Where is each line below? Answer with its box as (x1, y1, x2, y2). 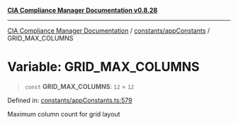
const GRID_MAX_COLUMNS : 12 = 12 (24, 82, 135, 91)
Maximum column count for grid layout (7, 109, 120, 118)
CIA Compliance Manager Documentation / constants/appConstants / (7, 26, 210, 35)
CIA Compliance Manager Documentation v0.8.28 (7, 6, 158, 14)
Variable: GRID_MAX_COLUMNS (7, 59, 200, 75)
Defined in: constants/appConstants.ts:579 (7, 96, 132, 104)
